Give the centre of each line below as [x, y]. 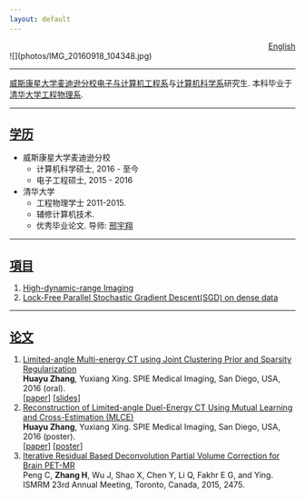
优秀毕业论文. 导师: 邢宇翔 [84, 226]
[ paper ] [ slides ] [52, 398]
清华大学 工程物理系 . [47, 94]
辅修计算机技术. [65, 214]
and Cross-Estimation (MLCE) [78, 417]
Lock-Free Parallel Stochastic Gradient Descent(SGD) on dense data [150, 298]
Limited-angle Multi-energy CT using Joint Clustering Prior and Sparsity [157, 359]
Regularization [49, 369]
